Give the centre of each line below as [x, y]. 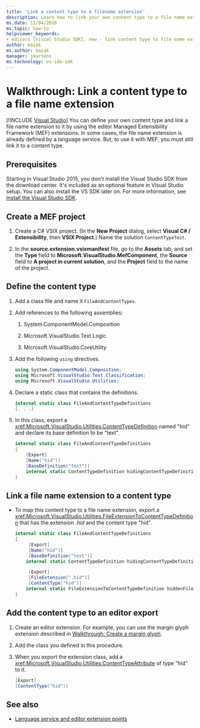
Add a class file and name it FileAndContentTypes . [76, 301]
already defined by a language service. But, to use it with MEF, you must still [100, 139]
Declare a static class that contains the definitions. [76, 392]
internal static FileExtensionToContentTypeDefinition [95, 589]
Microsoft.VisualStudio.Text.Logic [65, 335]
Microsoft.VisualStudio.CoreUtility [65, 347]
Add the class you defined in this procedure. [69, 645]
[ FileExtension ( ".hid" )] [59, 578]
